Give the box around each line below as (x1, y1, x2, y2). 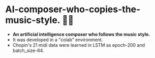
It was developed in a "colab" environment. (12, 37, 103, 43)
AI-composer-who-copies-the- (5, 4, 141, 15)
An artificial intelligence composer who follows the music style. (12, 31, 150, 37)
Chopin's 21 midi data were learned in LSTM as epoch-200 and (12, 42, 145, 48)
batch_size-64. (12, 47, 44, 53)
